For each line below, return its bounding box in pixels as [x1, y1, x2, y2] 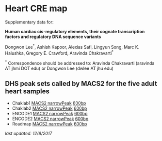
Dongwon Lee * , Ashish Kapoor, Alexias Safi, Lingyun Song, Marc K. [5, 43, 140, 50]
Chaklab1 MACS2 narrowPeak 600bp [12, 100, 86, 106]
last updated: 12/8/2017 [5, 130, 52, 136]
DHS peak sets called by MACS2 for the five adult [5, 80, 158, 88]
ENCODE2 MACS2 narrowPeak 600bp [12, 116, 89, 121]
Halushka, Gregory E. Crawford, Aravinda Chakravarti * [5, 49, 114, 56]
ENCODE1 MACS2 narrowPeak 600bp [12, 110, 88, 116]
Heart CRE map [5, 3, 68, 14]
